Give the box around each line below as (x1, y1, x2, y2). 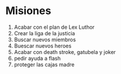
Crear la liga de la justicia (14, 29, 75, 36)
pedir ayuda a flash (14, 55, 61, 62)
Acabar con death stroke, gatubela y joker (14, 48, 116, 55)
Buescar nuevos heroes (14, 42, 72, 49)
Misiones (5, 4, 51, 18)
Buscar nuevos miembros (14, 36, 76, 43)
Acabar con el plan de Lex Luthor (14, 23, 95, 31)
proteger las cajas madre (14, 60, 75, 68)
